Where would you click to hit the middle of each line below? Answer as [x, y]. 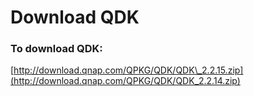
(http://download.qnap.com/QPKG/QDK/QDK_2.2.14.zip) [125, 81]
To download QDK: [56, 49]
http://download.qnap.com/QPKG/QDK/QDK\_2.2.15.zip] [128, 70]
